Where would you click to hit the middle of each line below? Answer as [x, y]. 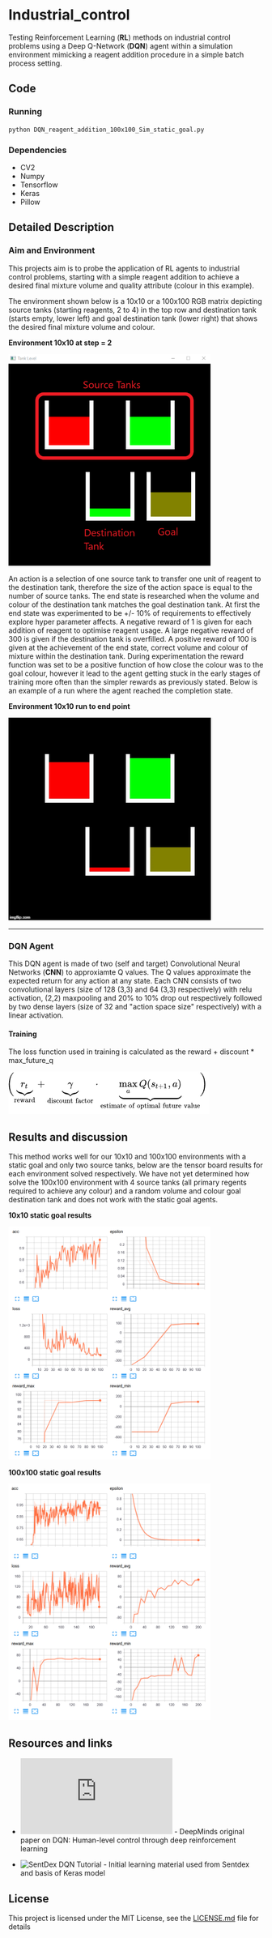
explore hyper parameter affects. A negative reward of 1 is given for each [130, 621]
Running [25, 112]
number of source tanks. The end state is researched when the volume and [134, 595]
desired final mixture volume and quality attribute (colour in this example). [132, 285]
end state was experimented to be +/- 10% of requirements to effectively [130, 613]
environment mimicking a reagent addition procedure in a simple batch [126, 54]
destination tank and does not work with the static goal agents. [113, 1199]
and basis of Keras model [62, 1873]
